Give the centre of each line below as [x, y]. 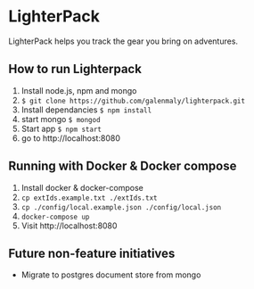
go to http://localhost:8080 [71, 138]
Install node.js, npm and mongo [79, 90]
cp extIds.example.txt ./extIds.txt [89, 198]
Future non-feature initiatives [92, 253]
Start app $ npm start [61, 128]
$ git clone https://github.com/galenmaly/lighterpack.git [133, 101]
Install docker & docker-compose [82, 187]
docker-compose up [55, 217]
